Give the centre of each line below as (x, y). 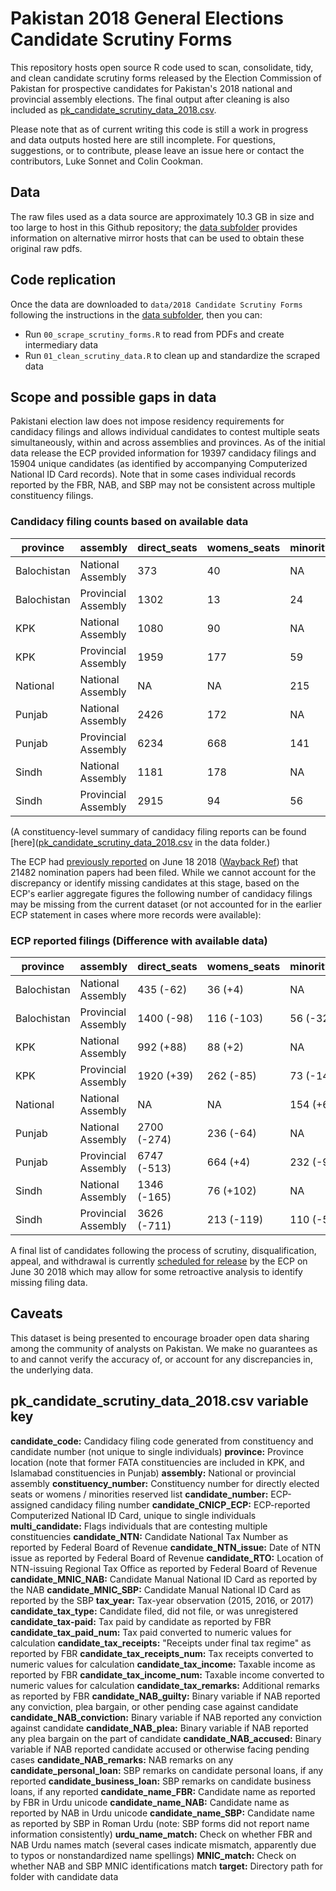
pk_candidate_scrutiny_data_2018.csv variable (159, 1401)
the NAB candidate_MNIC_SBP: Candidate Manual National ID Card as (156, 1589)
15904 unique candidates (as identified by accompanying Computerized (159, 464)
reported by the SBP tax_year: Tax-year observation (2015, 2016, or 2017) (162, 1600)
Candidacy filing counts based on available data (129, 522)
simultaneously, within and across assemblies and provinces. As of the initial (168, 443)
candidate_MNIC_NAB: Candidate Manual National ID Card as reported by (164, 1579)
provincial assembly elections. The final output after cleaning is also (150, 99)
